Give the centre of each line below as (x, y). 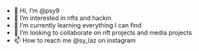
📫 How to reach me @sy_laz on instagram (74, 40)
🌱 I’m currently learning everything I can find (78, 25)
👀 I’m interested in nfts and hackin (62, 18)
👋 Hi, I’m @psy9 (37, 11)
